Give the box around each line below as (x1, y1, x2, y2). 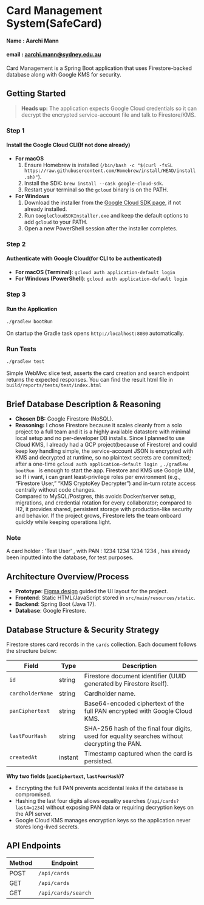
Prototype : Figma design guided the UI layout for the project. (15, 588, 168, 595)
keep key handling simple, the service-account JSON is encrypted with (15, 447, 194, 455)
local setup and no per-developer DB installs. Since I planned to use (15, 435, 185, 442)
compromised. (15, 791, 52, 798)
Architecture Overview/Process (6, 571, 129, 582)
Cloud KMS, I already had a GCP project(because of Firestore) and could (15, 441, 197, 449)
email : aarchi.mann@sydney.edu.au (6, 51, 101, 58)
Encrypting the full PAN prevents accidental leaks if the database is (15, 784, 183, 791)
